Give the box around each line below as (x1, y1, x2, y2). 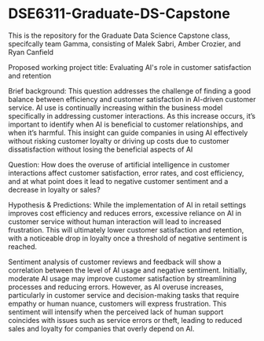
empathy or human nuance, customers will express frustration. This (8, 299, 227, 308)
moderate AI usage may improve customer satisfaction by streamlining (8, 273, 237, 283)
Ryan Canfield (8, 47, 53, 57)
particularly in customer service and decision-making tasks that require (8, 290, 240, 299)
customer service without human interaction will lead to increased (8, 217, 222, 226)
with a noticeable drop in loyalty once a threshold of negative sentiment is (8, 233, 247, 243)
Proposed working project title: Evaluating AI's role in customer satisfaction (8, 62, 251, 71)
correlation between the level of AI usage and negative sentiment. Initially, (8, 265, 247, 275)
